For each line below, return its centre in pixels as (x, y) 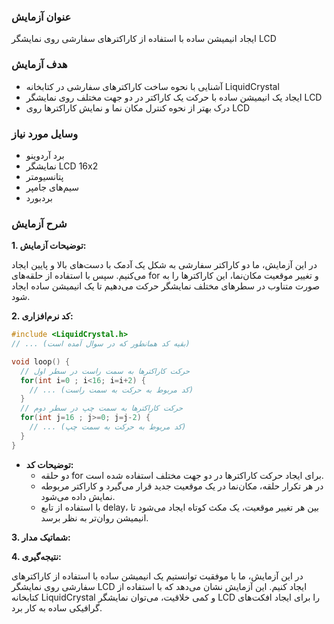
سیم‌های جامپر (52, 187)
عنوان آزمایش (41, 17)
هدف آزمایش (39, 65)
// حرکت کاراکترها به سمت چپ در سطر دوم (102, 408)
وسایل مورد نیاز (45, 133)
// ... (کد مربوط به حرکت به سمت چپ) (108, 427)
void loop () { (41, 361)
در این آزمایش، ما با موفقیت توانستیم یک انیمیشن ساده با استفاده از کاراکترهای (157, 576)
